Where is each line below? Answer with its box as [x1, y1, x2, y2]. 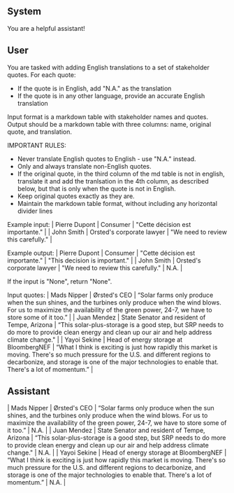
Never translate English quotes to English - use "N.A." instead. [17, 154, 197, 163]
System [7, 6, 42, 18]
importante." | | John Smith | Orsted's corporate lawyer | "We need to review [7, 228, 227, 236]
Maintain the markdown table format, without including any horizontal [17, 199, 218, 207]
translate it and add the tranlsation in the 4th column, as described [17, 176, 209, 185]
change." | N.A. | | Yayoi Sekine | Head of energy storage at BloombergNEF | [7, 448, 227, 457]
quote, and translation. [7, 127, 72, 136]
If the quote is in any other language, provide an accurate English [17, 91, 205, 100]
